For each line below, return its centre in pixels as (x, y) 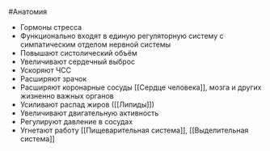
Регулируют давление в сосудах (76, 122)
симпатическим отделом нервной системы (95, 44)
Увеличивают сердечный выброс (78, 61)
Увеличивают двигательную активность (89, 113)
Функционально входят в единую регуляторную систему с (122, 36)
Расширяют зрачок (53, 79)
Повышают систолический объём (78, 53)
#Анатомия (28, 12)
